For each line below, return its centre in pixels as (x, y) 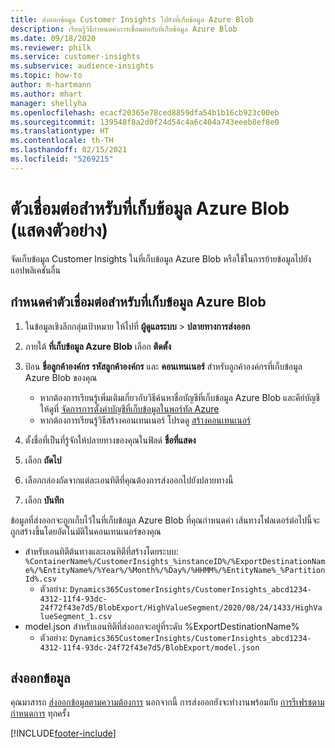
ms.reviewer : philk (51, 47)
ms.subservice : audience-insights (82, 66)
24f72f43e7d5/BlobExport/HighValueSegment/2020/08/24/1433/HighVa (181, 607)
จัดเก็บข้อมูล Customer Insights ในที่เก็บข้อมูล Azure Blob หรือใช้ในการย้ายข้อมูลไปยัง (161, 258)
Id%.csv (40, 579)
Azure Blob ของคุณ (61, 377)
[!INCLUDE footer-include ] (63, 733)
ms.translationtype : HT (60, 131)
